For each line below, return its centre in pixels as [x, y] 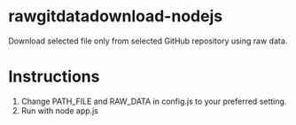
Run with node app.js [60, 110]
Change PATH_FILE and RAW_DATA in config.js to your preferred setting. [154, 101]
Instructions [54, 77]
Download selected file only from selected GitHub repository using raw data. [148, 41]
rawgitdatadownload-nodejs [116, 16]
